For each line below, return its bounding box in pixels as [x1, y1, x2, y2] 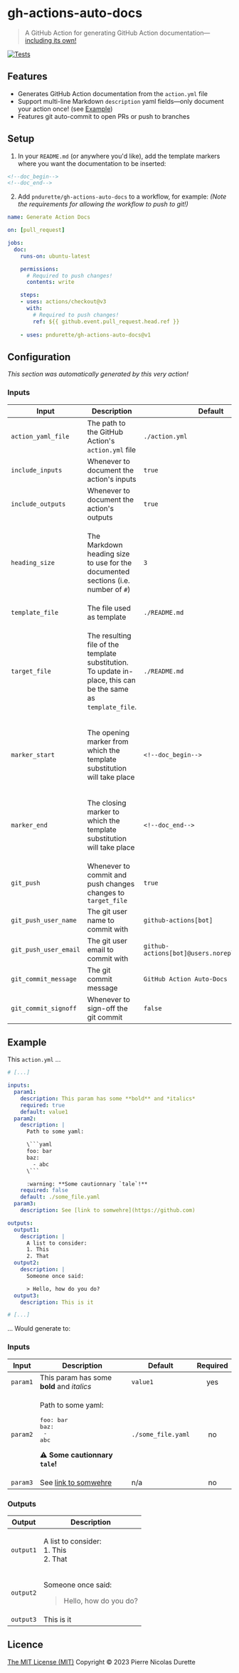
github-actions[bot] [143, 916, 213, 924]
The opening [87, 727, 130, 737]
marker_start [11, 751, 55, 759]
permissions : [20, 265, 59, 273]
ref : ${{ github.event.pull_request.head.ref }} [33, 318, 180, 325]
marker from [87, 737, 129, 746]
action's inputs [87, 474, 137, 484]
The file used [87, 603, 132, 613]
